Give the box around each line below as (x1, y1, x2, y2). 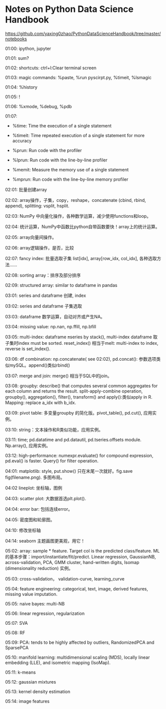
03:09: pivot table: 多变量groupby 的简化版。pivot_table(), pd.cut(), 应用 (5, 410, 153, 416)
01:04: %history (5, 84, 38, 90)
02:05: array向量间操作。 (5, 234, 57, 240)
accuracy (12, 138, 32, 143)
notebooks (5, 36, 27, 42)
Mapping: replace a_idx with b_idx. (5, 400, 76, 406)
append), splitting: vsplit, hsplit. (5, 203, 70, 209)
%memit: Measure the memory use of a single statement (12, 166, 129, 172)
